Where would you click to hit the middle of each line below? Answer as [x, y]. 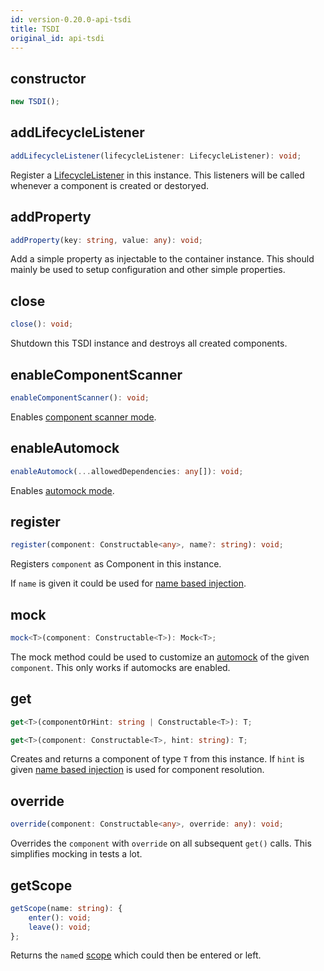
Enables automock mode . [62, 490]
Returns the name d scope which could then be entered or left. [136, 955]
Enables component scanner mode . [83, 417]
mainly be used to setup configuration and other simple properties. [148, 270]
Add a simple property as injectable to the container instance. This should [162, 259]
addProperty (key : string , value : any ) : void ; [106, 240]
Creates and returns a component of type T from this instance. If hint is [157, 759]
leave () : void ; [60, 927]
